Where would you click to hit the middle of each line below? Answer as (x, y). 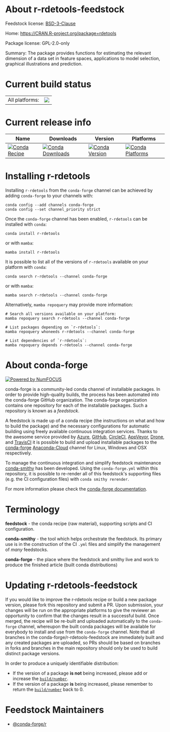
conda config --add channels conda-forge (50, 205)
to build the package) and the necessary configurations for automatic (78, 426)
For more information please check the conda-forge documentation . (76, 489)
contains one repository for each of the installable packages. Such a (76, 405)
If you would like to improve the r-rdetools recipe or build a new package (81, 599)
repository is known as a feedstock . (42, 411)
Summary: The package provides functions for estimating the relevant (78, 53)
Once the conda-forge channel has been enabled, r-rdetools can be (76, 219)
